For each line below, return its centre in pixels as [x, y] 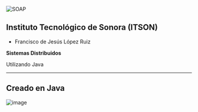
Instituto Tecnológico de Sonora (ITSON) [82, 27]
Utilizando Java [25, 64]
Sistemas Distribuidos [34, 53]
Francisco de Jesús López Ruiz [52, 42]
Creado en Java [35, 88]
